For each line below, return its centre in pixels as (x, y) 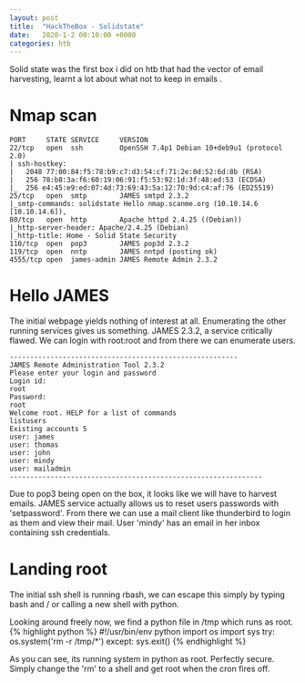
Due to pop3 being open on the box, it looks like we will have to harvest (143, 494)
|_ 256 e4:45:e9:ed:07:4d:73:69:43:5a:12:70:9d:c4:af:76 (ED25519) (142, 188)
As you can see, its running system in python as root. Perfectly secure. (142, 659)
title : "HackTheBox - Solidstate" (77, 26)
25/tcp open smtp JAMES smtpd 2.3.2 (99, 196)
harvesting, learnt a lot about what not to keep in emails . (116, 79)
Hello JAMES (59, 296)
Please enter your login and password (83, 373)
